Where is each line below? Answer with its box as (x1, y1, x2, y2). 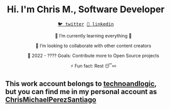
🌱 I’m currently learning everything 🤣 (55, 32, 132, 39)
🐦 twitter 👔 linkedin (58, 21, 114, 27)
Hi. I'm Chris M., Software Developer (7, 4, 165, 15)
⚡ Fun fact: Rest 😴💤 (70, 62, 116, 69)
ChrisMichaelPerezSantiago (5, 96, 96, 104)
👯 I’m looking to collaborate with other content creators (35, 42, 152, 49)
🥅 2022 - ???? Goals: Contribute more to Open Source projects (27, 52, 159, 58)
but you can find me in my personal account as (5, 88, 157, 96)
